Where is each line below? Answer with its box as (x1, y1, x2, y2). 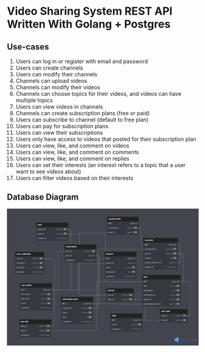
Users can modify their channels (15, 71, 98, 77)
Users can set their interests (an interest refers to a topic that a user (15, 162, 186, 168)
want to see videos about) (15, 168, 82, 175)
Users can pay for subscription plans (15, 123, 109, 129)
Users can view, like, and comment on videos (15, 142, 130, 149)
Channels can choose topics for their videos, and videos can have (15, 90, 182, 97)
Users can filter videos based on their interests (15, 174, 133, 181)
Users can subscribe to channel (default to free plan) (15, 116, 148, 123)
